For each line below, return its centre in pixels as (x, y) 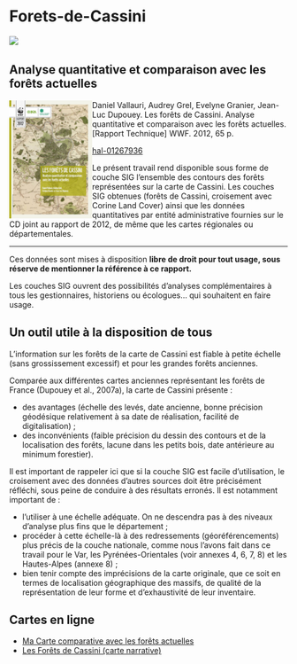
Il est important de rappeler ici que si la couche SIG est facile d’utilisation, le (147, 471)
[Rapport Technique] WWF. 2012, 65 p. (163, 133)
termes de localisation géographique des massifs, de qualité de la (141, 582)
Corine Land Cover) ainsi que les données (169, 205)
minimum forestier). (58, 454)
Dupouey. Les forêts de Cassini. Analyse (181, 114)
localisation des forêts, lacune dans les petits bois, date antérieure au (148, 444)
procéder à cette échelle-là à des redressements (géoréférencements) (150, 535)
